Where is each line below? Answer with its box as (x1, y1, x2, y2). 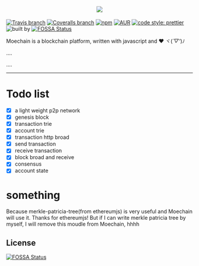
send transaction (14, 140, 56, 148)
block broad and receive (14, 154, 75, 161)
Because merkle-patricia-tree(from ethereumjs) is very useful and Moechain (6, 208, 192, 215)
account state (14, 167, 49, 175)
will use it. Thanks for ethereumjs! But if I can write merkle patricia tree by (6, 214, 187, 221)
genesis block (14, 113, 49, 121)
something (6, 188, 60, 202)
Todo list (6, 87, 50, 101)
